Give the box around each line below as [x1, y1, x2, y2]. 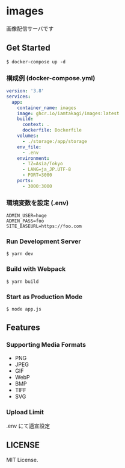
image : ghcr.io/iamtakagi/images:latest [17, 110, 120, 116]
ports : [17, 178, 34, 184]
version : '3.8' [6, 88, 44, 94]
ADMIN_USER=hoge [6, 213, 47, 219]
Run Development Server [6, 237, 81, 245]
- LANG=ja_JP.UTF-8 [22, 166, 71, 172]
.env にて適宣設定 [6, 422, 50, 429]
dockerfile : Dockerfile [22, 127, 82, 133]
